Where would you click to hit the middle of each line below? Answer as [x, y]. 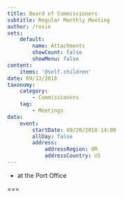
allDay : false [52, 136]
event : [29, 123]
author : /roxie [29, 26]
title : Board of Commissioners [52, 14]
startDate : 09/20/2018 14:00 [74, 130]
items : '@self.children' [56, 72]
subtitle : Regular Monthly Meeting [59, 20]
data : [15, 117]
